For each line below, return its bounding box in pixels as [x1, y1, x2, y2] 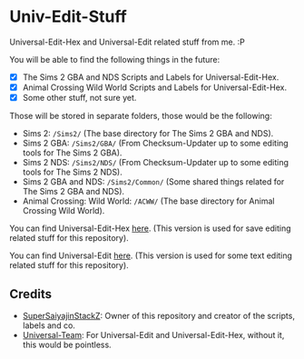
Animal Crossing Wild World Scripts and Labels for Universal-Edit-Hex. [22, 82, 288, 93]
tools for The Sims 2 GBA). [22, 147, 123, 158]
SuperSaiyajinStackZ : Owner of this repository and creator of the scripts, [22, 310, 295, 321]
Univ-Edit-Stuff [9, 6, 127, 27]
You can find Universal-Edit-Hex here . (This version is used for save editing [9, 223, 292, 234]
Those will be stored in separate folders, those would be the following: [9, 111, 272, 122]
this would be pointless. [22, 339, 112, 350]
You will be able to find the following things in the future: [9, 54, 221, 65]
